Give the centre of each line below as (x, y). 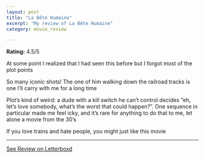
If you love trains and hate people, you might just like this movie (86, 131)
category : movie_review (37, 29)
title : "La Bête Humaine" (39, 18)
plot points (20, 70)
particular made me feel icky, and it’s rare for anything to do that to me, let (99, 113)
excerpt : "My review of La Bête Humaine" (60, 23)
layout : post (23, 12)
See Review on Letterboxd (39, 149)
